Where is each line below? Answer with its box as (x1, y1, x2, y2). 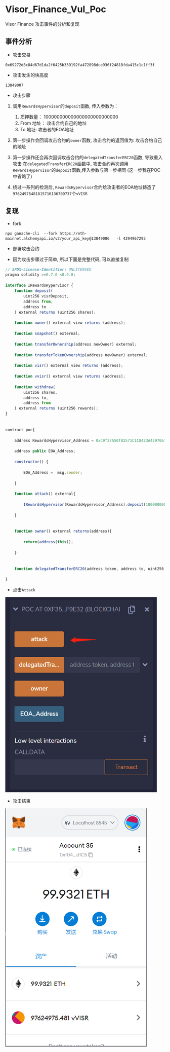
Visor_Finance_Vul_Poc (5, 4, 106, 15)
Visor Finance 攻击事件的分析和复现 (5, 21, 80, 27)
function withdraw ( (14, 384, 56, 390)
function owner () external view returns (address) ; (14, 320, 125, 325)
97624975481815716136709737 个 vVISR (12, 190, 88, 196)
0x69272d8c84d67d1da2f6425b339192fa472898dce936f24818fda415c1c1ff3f (5, 62, 155, 67)
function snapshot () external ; (14, 331, 80, 336)
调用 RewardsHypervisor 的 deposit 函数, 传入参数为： (12, 103, 119, 109)
